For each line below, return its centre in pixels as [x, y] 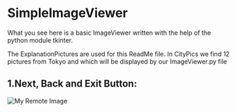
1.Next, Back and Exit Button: [72, 84]
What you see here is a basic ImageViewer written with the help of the [109, 33]
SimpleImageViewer [68, 13]
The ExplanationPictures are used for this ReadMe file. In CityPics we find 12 [118, 54]
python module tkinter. [40, 40]
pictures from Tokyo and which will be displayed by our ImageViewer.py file [117, 61]
